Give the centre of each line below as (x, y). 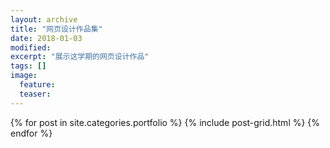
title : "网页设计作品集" (56, 29)
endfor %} (31, 133)
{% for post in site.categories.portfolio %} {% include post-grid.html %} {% (165, 122)
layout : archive (44, 19)
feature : (37, 85)
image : (24, 76)
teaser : (35, 94)
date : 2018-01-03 (46, 38)
